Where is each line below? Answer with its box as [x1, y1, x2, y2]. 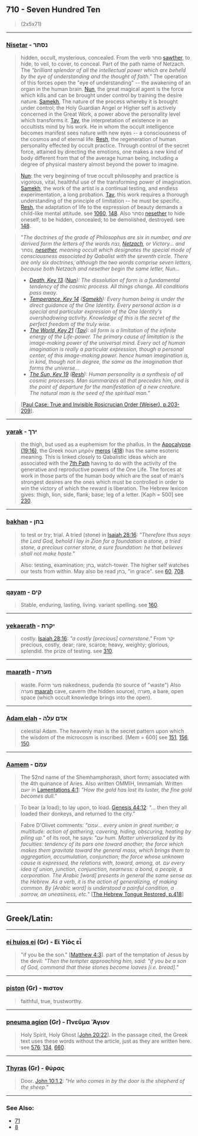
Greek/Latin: [6, 913, 53, 923]
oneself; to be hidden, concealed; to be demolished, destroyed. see [20, 216, 185, 223]
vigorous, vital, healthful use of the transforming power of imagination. [20, 178, 192, 185]
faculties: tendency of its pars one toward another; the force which [20, 841, 184, 848]
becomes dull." [20, 792, 57, 799]
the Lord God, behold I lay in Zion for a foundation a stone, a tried [20, 537, 181, 544]
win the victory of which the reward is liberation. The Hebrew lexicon [20, 485, 188, 492]
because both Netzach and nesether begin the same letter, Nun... [20, 265, 180, 272]
